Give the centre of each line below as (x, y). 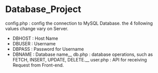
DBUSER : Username (34, 43)
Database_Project (43, 9)
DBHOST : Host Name (35, 38)
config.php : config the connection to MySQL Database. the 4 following (79, 23)
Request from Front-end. (38, 65)
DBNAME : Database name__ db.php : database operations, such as (83, 54)
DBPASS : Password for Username (48, 49)
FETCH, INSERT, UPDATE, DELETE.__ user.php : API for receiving (80, 59)
